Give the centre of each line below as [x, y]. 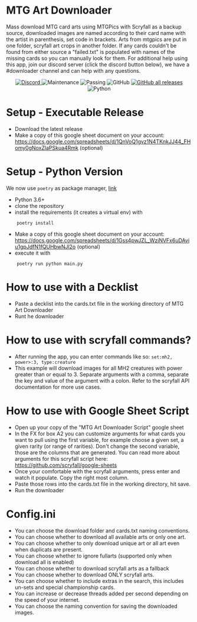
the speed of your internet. [47, 599]
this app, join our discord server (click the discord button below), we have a [98, 64]
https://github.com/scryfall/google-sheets [66, 465]
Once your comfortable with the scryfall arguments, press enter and [97, 471]
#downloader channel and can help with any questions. [73, 70]
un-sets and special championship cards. [65, 587]
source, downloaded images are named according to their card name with [96, 33]
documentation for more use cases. [58, 387]
